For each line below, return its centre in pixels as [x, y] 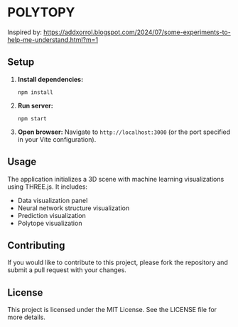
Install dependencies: [50, 79]
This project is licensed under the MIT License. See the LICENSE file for [112, 310]
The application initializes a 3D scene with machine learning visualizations [116, 179]
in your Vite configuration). [57, 139]
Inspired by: [25, 32]
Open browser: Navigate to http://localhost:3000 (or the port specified [124, 132]
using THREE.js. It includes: [47, 187]
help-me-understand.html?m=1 [53, 39]
